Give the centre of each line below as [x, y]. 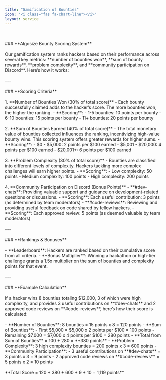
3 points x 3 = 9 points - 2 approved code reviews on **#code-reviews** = [82, 357]
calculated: [17, 314]
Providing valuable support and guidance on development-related [91, 192]
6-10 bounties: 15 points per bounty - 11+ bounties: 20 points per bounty [79, 118]
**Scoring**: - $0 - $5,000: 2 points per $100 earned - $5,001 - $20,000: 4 [83, 145]
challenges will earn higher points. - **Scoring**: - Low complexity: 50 [79, 171]
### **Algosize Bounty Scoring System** [49, 44]
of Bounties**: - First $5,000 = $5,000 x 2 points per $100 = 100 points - [80, 330]
